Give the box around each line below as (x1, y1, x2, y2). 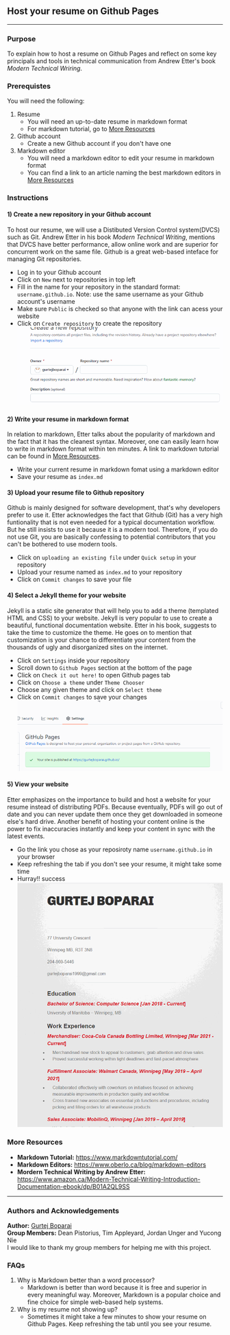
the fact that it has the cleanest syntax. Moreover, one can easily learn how (7, 438, 219, 446)
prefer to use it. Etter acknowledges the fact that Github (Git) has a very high (7, 511, 223, 519)
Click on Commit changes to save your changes (16, 693, 147, 701)
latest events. (7, 832, 45, 840)
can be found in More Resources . (7, 452, 101, 460)
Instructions (7, 193, 49, 203)
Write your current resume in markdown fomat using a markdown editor (16, 465, 219, 473)
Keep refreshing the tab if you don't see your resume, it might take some (16, 860, 222, 868)
